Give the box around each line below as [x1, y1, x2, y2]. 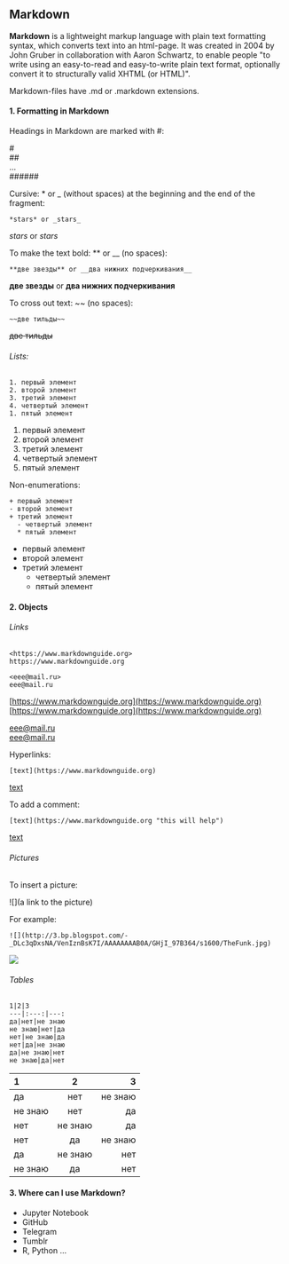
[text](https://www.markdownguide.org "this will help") [9, 817, 224, 826]
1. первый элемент [9, 378, 77, 387]
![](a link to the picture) [9, 897, 93, 908]
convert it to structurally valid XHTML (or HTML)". [9, 68, 191, 79]
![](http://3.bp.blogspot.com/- [9, 931, 129, 940]
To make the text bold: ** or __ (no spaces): [9, 248, 168, 258]
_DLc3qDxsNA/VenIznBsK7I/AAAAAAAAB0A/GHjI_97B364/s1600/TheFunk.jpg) [9, 939, 272, 948]
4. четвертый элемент [9, 401, 90, 411]
